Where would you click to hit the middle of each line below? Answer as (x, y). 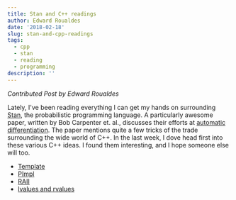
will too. (19, 152)
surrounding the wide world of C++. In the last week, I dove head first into (115, 137)
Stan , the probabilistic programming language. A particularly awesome (111, 115)
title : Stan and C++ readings (52, 14)
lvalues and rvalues (46, 189)
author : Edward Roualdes (44, 21)
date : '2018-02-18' (36, 27)
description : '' (31, 73)
